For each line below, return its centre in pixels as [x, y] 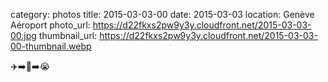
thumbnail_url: [68, 35]
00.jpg [23, 35]
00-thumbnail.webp [51, 46]
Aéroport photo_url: [50, 25]
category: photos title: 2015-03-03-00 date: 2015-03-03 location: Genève [162, 14]
